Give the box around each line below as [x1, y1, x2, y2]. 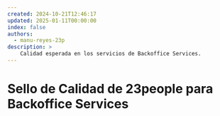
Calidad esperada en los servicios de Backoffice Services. [20, 51, 202, 58]
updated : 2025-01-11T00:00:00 [7, 17, 97, 24]
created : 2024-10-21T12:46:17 [7, 10, 97, 18]
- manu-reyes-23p [13, 37, 65, 44]
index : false [7, 23, 46, 31]
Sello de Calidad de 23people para [7, 81, 214, 97]
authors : [7, 30, 33, 38]
